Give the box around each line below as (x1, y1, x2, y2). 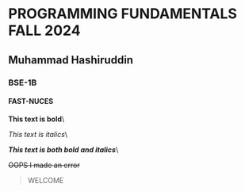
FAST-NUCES (8, 97, 54, 106)
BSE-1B (8, 77, 37, 88)
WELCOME (27, 175, 64, 185)
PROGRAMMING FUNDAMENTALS (8, 5, 238, 23)
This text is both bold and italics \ (8, 144, 119, 155)
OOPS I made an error (8, 160, 81, 170)
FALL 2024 (8, 21, 81, 40)
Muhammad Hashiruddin (8, 53, 133, 67)
